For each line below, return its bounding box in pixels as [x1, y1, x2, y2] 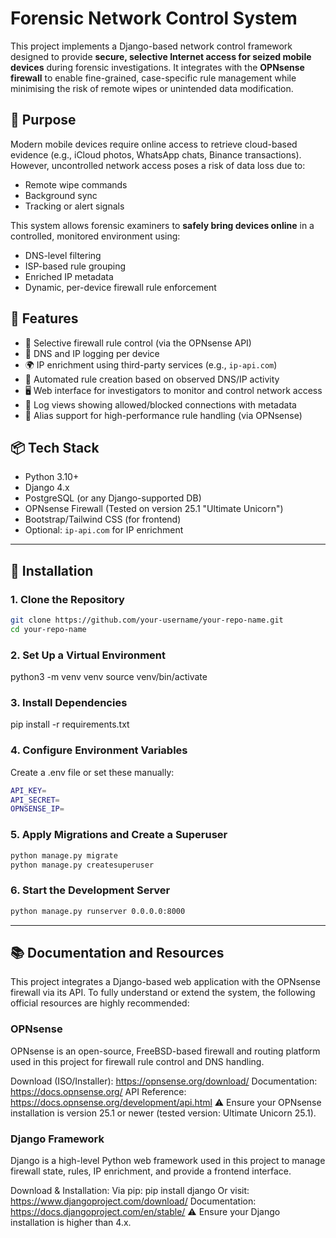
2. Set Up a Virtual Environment [10, 648, 167, 662]
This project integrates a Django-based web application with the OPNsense [10, 976, 321, 988]
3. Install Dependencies [10, 696, 128, 710]
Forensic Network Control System [10, 7, 298, 30]
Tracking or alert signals [24, 200, 125, 212]
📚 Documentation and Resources [10, 944, 225, 961]
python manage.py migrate [10, 850, 118, 861]
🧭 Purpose [10, 112, 77, 129]
